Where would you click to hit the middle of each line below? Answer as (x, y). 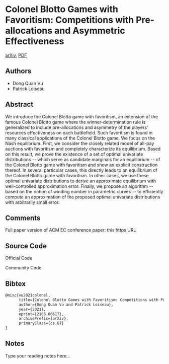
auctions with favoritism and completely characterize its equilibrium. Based (83, 149)
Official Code (19, 258)
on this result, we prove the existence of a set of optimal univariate (74, 154)
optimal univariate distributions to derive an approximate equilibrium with (81, 181)
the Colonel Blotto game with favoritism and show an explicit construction (81, 165)
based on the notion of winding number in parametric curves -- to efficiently (84, 191)
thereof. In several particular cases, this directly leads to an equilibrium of (81, 170)
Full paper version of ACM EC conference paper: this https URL (71, 230)
